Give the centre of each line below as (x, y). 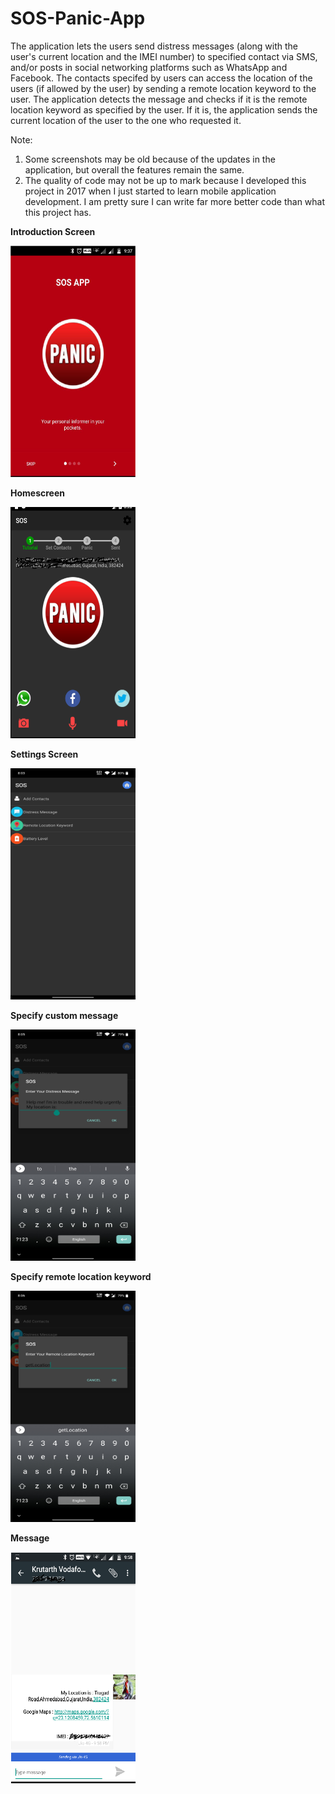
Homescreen (37, 493)
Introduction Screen (53, 231)
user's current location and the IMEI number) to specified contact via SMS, (164, 56)
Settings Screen (44, 754)
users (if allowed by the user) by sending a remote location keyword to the (163, 88)
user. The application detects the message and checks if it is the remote (159, 99)
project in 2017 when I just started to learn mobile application (150, 191)
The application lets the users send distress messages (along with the (154, 46)
